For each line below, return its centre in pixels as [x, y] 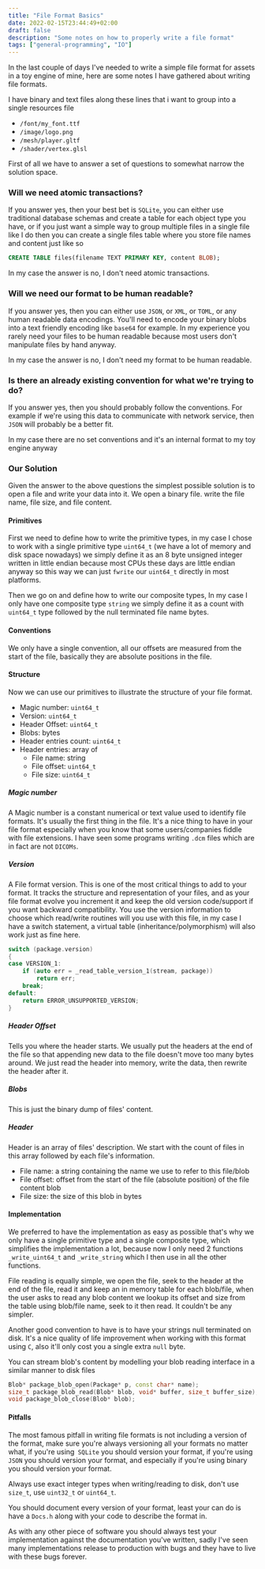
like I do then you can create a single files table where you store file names [129, 235]
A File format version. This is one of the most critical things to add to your [127, 884]
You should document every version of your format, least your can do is [125, 1507]
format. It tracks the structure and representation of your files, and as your [129, 892]
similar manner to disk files [52, 1370]
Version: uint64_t [48, 716]
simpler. [21, 1314]
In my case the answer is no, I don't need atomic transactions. [109, 273]
